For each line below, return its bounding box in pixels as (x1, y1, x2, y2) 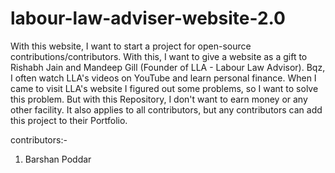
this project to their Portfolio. (10, 114, 128, 126)
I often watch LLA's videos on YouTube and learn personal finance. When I (10, 72, 317, 84)
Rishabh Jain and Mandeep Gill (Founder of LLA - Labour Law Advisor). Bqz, (10, 61, 326, 73)
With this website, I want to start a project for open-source (10, 40, 252, 52)
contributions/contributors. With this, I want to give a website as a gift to (10, 50, 308, 62)
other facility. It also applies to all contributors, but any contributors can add (10, 103, 323, 116)
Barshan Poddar (24, 153, 92, 165)
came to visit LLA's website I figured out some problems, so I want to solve (10, 82, 319, 94)
